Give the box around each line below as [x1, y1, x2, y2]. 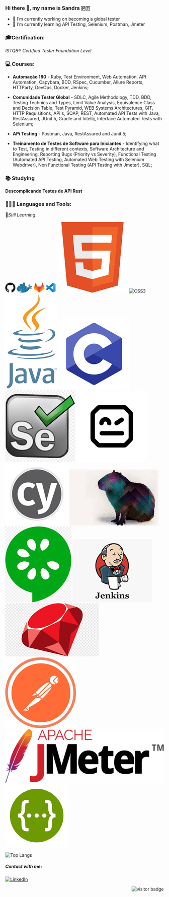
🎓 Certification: [5, 34, 45, 41]
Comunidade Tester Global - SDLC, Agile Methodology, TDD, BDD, [12, 94, 152, 100]
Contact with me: [5, 863, 42, 870]
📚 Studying [5, 175, 35, 182]
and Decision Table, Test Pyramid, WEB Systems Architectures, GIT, [12, 105, 153, 111]
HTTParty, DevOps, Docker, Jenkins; [12, 84, 89, 90]
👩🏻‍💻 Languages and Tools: [5, 201, 72, 208]
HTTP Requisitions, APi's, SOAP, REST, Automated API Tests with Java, [12, 110, 160, 116]
